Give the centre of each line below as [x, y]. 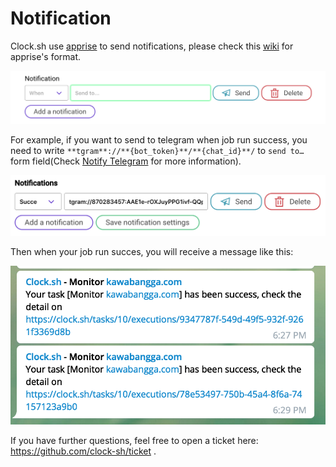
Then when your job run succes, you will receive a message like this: [152, 252]
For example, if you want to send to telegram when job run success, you [159, 140]
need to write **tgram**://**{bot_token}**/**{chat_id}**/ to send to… [157, 151]
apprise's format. [46, 56]
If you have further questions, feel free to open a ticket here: [134, 440]
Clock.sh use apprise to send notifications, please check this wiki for [152, 46]
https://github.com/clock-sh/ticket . [83, 451]
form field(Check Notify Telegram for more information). [126, 161]
